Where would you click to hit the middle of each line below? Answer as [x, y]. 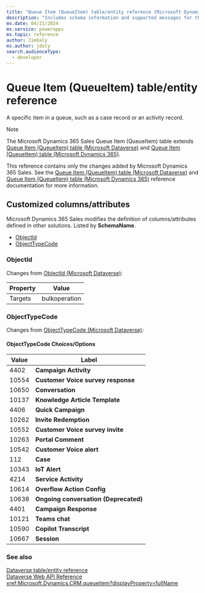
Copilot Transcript [62, 529]
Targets [20, 298]
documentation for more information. [53, 185]
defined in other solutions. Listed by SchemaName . [71, 226]
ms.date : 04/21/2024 [33, 23]
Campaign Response [66, 509]
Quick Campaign [60, 410]
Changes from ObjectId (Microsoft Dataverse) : [65, 273]
